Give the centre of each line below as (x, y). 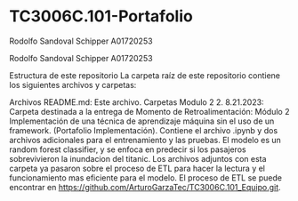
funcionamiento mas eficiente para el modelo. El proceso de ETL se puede (146, 177)
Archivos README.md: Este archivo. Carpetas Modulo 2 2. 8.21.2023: (137, 102)
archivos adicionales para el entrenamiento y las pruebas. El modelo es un (145, 140)
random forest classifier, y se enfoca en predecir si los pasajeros (128, 149)
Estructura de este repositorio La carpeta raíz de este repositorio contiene (145, 75)
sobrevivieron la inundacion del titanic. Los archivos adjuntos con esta (138, 158)
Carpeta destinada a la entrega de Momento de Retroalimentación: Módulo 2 (149, 111)
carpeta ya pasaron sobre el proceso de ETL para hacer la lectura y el (137, 168)
